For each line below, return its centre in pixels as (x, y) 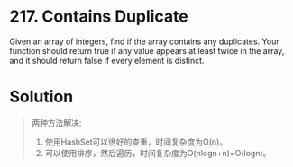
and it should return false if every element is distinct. (107, 60)
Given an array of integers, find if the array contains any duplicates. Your (144, 41)
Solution (41, 97)
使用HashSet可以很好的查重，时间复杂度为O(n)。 (136, 142)
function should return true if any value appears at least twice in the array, (147, 50)
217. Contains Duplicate (99, 17)
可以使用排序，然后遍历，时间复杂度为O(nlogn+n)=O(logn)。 (158, 153)
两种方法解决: (56, 122)
